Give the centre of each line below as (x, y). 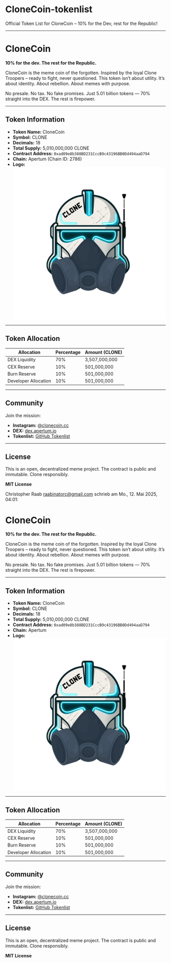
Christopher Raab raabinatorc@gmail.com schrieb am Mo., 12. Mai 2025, (81, 494)
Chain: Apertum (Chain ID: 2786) (47, 159)
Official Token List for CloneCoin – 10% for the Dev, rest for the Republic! (81, 23)
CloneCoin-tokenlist (49, 9)
